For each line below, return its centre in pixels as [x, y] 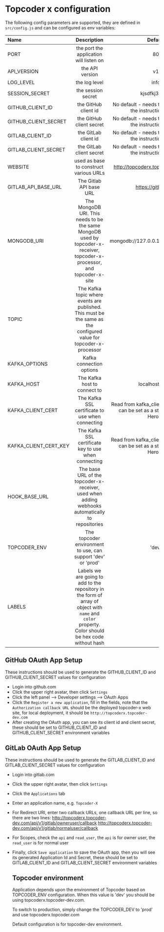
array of [90, 601]
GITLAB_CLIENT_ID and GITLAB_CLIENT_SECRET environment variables [84, 862]
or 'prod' [90, 562]
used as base [89, 161]
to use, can [90, 550]
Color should [90, 630]
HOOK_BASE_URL [28, 496]
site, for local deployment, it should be [51, 713]
